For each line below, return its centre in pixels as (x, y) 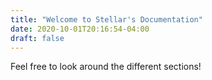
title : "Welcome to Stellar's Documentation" (106, 19)
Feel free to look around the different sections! (106, 67)
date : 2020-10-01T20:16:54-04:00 (80, 29)
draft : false (37, 38)
